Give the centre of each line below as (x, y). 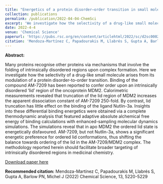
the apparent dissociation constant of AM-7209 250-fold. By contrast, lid (78, 101)
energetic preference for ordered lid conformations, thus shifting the (73, 137)
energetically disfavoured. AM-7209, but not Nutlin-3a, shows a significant (80, 131)
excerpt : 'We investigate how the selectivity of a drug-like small (76, 23)
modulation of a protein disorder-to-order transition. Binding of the (72, 80)
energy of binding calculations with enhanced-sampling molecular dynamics (81, 121)
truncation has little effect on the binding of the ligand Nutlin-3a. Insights (78, 106)
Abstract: (15, 55)
